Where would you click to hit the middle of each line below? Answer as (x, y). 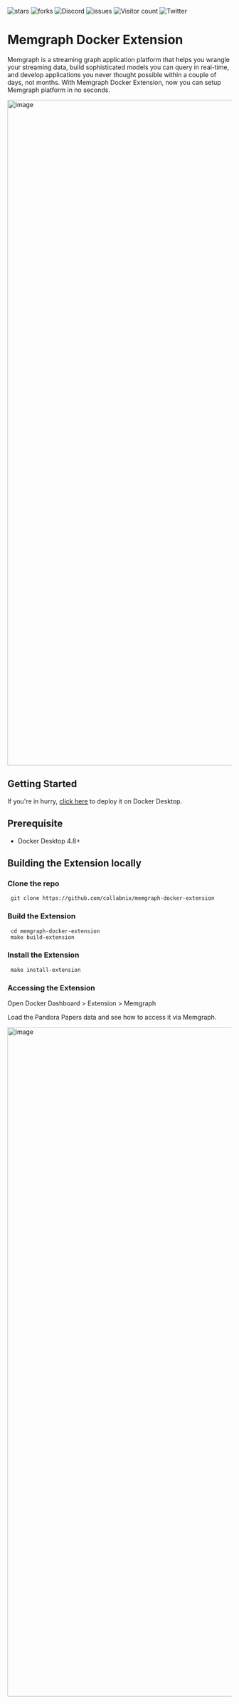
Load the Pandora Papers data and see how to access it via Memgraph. (112, 1018)
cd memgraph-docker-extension (55, 931)
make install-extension (46, 970)
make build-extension (42, 937)
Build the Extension (42, 916)
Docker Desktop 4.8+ (49, 841)
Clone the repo (33, 883)
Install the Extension (43, 955)
